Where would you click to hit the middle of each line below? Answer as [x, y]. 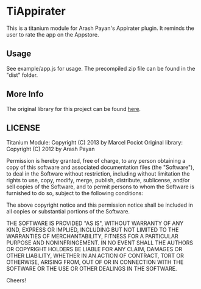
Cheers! [16, 280]
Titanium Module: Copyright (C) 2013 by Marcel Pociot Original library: [95, 143]
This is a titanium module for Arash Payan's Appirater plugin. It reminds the [100, 28]
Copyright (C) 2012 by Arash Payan [51, 149]
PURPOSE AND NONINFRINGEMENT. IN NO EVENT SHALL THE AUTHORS [100, 243]
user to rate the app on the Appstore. [53, 34]
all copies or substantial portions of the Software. [68, 212]
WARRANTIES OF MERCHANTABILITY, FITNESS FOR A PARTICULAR [92, 237]
